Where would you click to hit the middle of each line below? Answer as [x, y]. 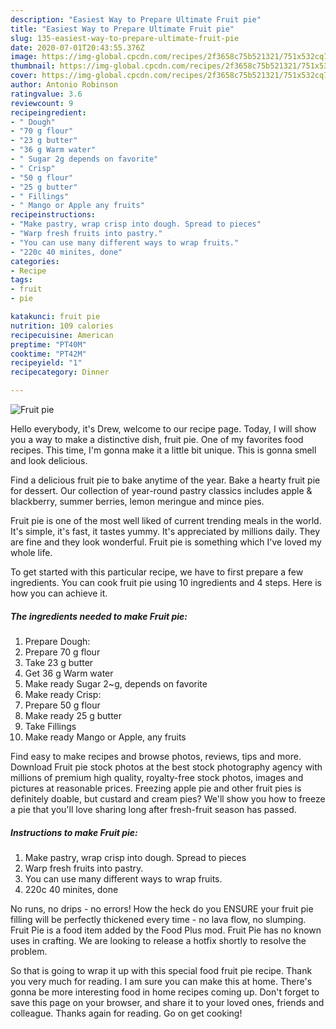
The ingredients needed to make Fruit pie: [99, 616]
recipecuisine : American [62, 335]
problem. [29, 951]
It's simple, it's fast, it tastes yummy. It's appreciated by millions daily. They [165, 531]
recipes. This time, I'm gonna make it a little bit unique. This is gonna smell [163, 450]
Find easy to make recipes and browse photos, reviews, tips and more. [156, 756]
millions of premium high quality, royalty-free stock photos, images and [157, 777]
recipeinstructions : [53, 215]
